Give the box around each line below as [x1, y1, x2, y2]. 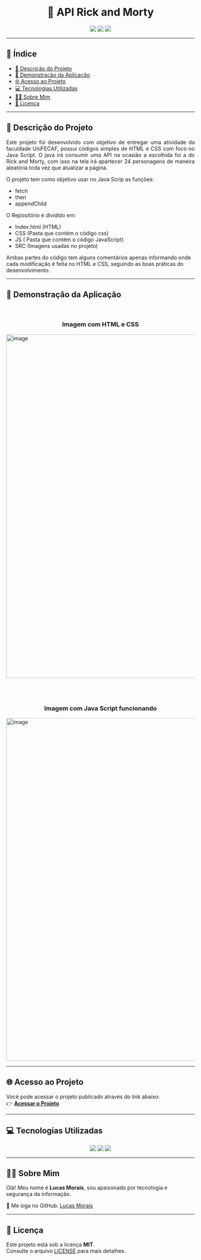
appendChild [14, 200, 47, 207]
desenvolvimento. [6, 266, 50, 274]
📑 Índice [6, 49, 37, 59]
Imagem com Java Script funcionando [44, 704, 157, 712]
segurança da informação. [6, 1191, 71, 1198]
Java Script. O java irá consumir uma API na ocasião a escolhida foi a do [6, 151, 195, 158]
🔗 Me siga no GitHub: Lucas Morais [6, 1202, 93, 1209]
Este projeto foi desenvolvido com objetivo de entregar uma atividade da [6, 138, 195, 146]
